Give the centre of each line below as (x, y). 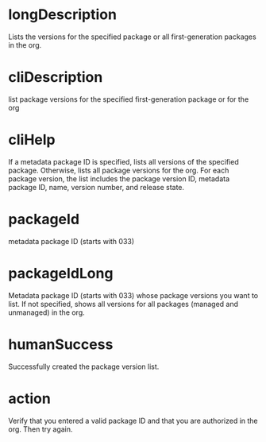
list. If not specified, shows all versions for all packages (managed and (123, 304)
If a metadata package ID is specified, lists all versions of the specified (124, 161)
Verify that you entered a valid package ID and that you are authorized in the (133, 421)
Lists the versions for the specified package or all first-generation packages (132, 37)
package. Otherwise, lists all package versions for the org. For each (119, 170)
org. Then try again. (40, 429)
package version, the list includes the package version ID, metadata (119, 178)
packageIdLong (61, 273)
